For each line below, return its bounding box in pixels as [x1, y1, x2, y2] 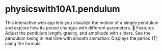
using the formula [5, 40, 41, 46]
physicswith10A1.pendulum [5, 3, 120, 15]
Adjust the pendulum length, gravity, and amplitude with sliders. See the [5, 30, 151, 36]
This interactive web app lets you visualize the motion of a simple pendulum [5, 20, 159, 25]
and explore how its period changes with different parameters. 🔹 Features [5, 25, 154, 30]
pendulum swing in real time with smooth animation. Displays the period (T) [5, 35, 158, 41]
